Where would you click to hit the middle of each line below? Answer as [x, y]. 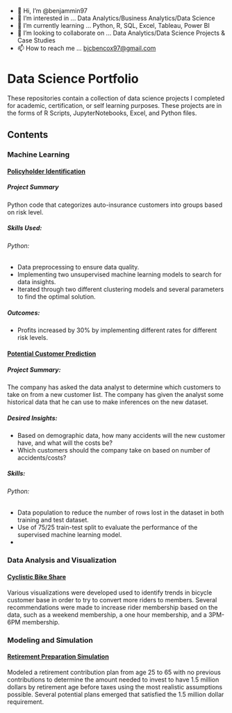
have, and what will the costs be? [65, 443]
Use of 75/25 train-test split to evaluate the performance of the [107, 527]
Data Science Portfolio [73, 79]
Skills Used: [25, 228]
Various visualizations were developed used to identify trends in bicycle [110, 593]
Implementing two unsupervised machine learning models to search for [119, 274]
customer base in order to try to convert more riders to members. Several [112, 600]
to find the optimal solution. [56, 297]
